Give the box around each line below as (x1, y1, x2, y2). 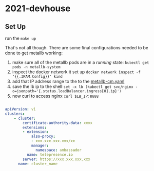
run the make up (5, 35, 36, 41)
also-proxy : (31, 134, 56, 139)
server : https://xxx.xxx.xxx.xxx (22, 157, 91, 162)
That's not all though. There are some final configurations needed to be (5, 45, 149, 50)
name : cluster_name (18, 161, 58, 166)
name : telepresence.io (26, 152, 73, 157)
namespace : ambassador (36, 148, 82, 152)
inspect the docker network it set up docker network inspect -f (12, 69, 141, 75)
